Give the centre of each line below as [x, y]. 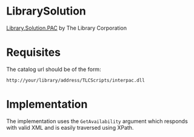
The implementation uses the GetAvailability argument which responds [97, 121]
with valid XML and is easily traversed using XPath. [70, 127]
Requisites [34, 52]
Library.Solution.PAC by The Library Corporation [67, 28]
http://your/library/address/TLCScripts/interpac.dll [76, 80]
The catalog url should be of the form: [54, 69]
